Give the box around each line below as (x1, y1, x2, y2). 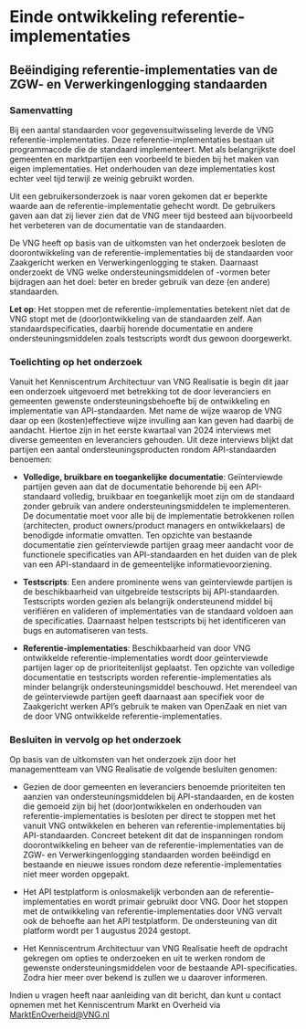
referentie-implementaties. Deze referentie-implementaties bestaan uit (9, 134, 275, 145)
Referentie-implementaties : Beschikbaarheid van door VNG (22, 643, 251, 654)
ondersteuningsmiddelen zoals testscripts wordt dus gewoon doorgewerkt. (9, 332, 292, 343)
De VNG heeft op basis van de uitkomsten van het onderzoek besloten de (9, 237, 286, 248)
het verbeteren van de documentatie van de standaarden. (9, 219, 227, 230)
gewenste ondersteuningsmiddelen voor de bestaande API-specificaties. (22, 962, 298, 973)
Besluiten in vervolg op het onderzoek (9, 733, 182, 746)
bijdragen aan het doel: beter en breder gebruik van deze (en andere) (9, 276, 271, 287)
